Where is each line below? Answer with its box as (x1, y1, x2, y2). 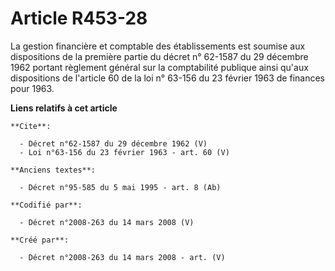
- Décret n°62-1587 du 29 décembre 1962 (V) (19, 138, 208, 149)
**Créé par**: (10, 235, 70, 245)
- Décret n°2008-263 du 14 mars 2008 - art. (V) (19, 252, 226, 262)
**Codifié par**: (10, 200, 83, 210)
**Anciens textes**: (10, 165, 97, 175)
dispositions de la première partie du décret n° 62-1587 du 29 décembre (10, 50, 309, 62)
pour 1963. (10, 82, 55, 94)
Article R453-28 (10, 7, 148, 30)
